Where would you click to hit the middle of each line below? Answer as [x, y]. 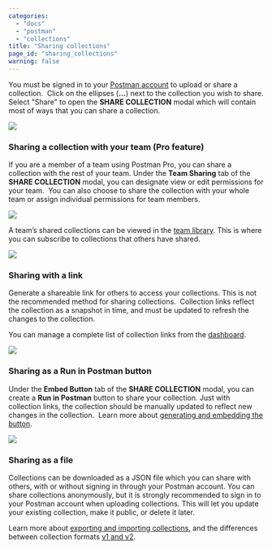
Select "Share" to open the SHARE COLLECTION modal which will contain [132, 102]
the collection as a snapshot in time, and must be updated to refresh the [129, 310]
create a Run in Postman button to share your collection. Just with [119, 397]
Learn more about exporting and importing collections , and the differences [133, 528]
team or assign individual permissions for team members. [104, 200]
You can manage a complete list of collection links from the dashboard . [127, 335]
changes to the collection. [52, 319]
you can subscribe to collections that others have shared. [104, 239]
